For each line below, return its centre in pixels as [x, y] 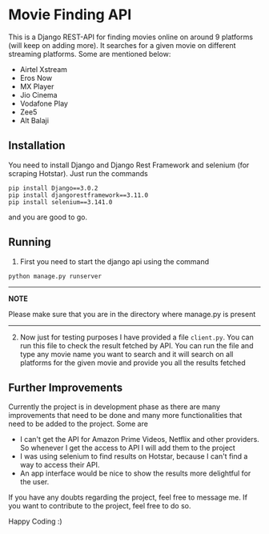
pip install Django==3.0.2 [53, 188]
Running [30, 242]
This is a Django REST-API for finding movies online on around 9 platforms [131, 37]
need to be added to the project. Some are [78, 424]
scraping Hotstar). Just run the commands [78, 173]
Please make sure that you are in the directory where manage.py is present [132, 314]
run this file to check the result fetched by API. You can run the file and [137, 345]
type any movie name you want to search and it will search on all [126, 354]
